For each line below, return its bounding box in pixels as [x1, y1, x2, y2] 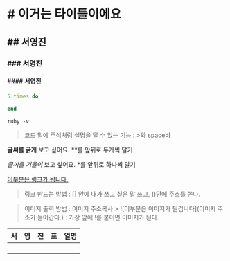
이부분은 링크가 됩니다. [7, 175, 69, 183]
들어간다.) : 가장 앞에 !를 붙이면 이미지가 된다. [37, 213, 159, 222]
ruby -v [7, 118, 30, 125]
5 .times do [7, 93, 39, 100]
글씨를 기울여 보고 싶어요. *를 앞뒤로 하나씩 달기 [7, 161, 136, 169]
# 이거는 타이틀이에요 [7, 6, 122, 22]
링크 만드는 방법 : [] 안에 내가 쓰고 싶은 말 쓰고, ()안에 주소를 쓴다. [24, 190, 201, 198]
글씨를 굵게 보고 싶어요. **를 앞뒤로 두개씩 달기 [7, 146, 133, 154]
